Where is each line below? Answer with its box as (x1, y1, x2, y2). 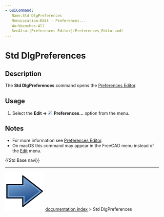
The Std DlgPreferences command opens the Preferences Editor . (5, 83, 137, 88)
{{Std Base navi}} (5, 157, 40, 163)
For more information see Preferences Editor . (12, 137, 103, 143)
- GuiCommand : (5, 8, 34, 13)
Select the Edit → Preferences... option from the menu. (12, 110, 130, 116)
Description (5, 69, 41, 78)
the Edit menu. (12, 148, 41, 153)
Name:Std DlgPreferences (11, 13, 62, 18)
